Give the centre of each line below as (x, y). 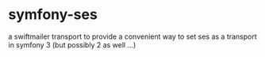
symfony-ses (53, 15)
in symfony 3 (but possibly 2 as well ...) (72, 44)
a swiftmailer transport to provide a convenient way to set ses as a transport (133, 36)
